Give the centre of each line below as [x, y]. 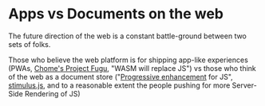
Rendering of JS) [53, 93]
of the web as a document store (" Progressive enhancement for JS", [121, 77]
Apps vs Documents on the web [116, 14]
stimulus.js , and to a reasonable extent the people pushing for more [119, 85]
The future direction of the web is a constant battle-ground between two [128, 36]
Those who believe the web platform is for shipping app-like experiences [129, 60]
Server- [244, 85]
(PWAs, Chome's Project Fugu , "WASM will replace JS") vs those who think [132, 68]
